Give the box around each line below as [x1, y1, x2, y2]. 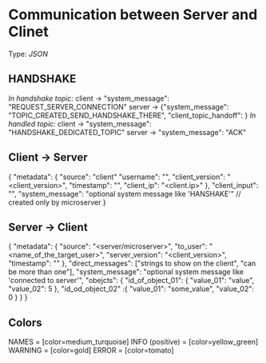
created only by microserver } [8, 197, 106, 207]
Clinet [8, 22, 50, 41]
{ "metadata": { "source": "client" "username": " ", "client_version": [8, 172, 226, 181]
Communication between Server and [8, 6, 258, 24]
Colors [8, 316, 42, 329]
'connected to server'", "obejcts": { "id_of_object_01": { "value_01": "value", [8, 276, 255, 285]
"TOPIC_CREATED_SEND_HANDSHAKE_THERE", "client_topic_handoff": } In [8, 110, 256, 120]
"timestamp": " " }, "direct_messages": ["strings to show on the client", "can [8, 258, 256, 269]
